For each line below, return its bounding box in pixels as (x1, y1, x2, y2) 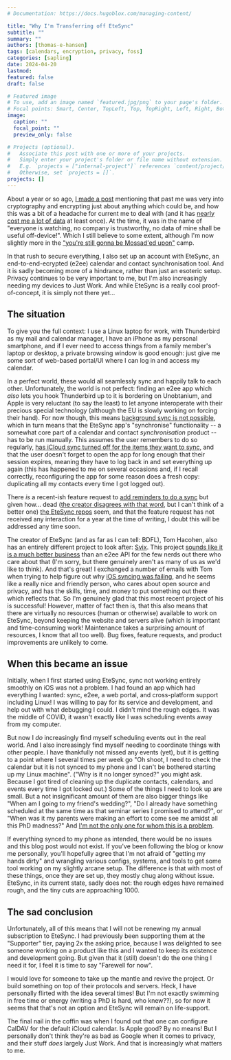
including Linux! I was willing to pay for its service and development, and (7, 698, 213, 707)
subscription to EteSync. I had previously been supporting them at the (7, 932, 206, 940)
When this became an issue (7, 658, 129, 670)
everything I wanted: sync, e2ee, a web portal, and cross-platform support (7, 691, 219, 699)
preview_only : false (13, 131, 72, 138)
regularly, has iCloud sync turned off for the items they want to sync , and (7, 443, 214, 451)
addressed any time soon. (7, 522, 81, 530)
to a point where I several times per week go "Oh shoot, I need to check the (7, 756, 221, 764)
